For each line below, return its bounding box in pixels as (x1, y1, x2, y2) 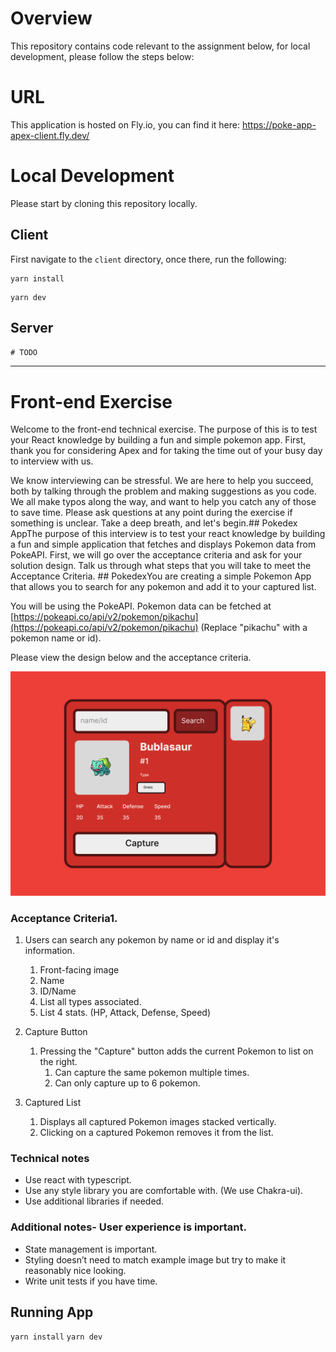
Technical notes (10, 1151, 90, 1165)
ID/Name (39, 985, 77, 997)
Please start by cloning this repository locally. (10, 197, 198, 209)
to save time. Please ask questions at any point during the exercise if (10, 507, 293, 519)
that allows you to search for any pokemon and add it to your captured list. (10, 581, 317, 593)
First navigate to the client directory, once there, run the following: (10, 253, 287, 265)
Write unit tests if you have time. (24, 1275, 158, 1287)
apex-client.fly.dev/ (10, 129, 90, 141)
